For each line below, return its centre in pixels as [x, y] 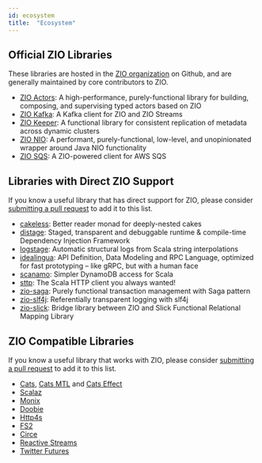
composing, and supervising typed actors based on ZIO [110, 106]
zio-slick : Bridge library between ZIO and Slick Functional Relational [130, 308]
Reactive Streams [48, 442]
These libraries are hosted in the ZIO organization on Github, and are [120, 74]
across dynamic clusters [60, 131]
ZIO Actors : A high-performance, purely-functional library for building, [134, 98]
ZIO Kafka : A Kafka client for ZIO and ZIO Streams [101, 115]
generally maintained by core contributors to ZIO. [88, 82]
